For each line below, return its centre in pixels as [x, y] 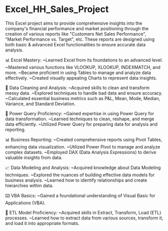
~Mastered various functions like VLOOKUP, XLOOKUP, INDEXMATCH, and [83, 67]
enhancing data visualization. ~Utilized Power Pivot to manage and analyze [83, 146]
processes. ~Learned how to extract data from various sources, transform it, [84, 218]
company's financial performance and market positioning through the [77, 28]
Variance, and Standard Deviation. [41, 104]
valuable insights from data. [34, 158]
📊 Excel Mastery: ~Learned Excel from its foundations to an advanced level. [84, 60]
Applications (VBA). [26, 203]
